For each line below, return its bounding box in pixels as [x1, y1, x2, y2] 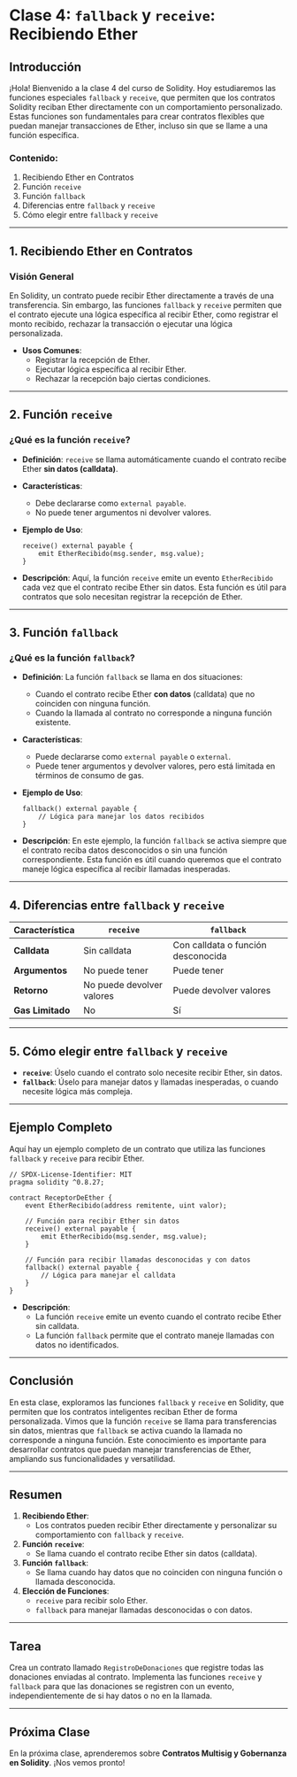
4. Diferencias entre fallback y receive [9, 898, 225, 913]
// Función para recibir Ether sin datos [25, 1217, 179, 1225]
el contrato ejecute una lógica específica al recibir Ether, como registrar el [9, 309, 278, 320]
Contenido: [9, 151, 59, 164]
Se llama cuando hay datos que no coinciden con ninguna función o [34, 1567, 283, 1578]
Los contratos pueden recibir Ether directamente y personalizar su [34, 1520, 278, 1531]
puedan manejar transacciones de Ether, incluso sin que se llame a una [9, 120, 268, 131]
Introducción [9, 59, 82, 74]
